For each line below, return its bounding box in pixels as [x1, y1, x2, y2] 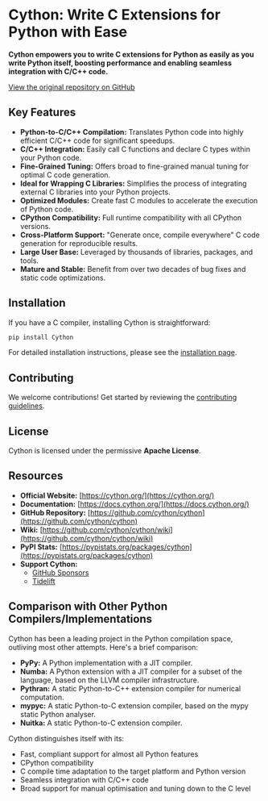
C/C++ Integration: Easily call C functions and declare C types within [19, 144, 251, 154]
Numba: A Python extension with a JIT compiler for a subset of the [19, 666, 243, 676]
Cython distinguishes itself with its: [8, 733, 125, 743]
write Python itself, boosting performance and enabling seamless [8, 58, 232, 68]
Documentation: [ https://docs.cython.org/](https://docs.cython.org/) [19, 499, 249, 509]
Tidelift [31, 576, 56, 586]
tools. [19, 256, 39, 265]
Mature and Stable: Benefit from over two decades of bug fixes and [19, 264, 246, 273]
